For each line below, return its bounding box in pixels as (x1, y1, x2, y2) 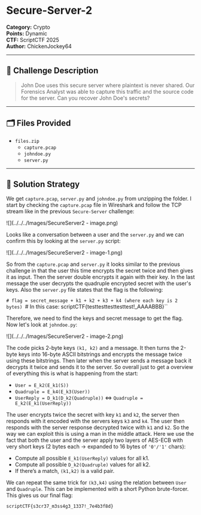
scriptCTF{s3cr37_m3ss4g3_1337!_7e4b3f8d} (6, 504, 114, 510)
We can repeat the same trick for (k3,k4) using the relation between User (6, 479, 187, 486)
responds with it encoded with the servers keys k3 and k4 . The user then (6, 418, 185, 425)
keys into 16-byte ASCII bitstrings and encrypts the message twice (18, 351, 182, 358)
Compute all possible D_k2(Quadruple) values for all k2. (14, 461, 151, 468)
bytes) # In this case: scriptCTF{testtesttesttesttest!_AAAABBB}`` (6, 303, 168, 310)
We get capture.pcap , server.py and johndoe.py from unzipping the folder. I (6, 195, 192, 202)
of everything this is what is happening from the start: (6, 370, 139, 377)
